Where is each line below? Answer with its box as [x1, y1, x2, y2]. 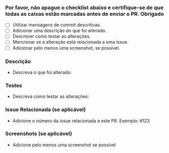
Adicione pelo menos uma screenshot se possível [12, 141, 116, 148]
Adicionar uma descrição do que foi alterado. [12, 27, 107, 34]
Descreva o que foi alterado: [12, 69, 72, 75]
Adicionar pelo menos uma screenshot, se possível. [12, 45, 120, 51]
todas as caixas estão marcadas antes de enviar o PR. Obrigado [5, 10, 164, 17]
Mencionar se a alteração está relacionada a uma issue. [12, 39, 129, 45]
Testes [5, 82, 23, 89]
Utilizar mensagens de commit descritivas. [12, 22, 101, 28]
